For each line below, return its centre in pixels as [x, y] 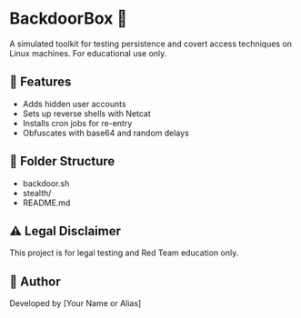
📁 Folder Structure [62, 161]
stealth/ [37, 193]
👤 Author [35, 281]
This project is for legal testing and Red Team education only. [124, 253]
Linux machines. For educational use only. [88, 53]
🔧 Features [40, 82]
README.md [46, 203]
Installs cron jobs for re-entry [77, 123]
